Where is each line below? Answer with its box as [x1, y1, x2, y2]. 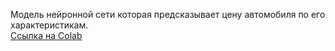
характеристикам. [10, 19, 89, 31]
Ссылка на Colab [10, 30, 83, 41]
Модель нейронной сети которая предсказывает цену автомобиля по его [10, 9, 326, 20]
